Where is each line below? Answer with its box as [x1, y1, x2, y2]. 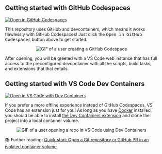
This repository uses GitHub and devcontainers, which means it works [5, 26, 146, 32]
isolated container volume [5, 143, 57, 150]
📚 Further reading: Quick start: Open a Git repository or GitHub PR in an [5, 137, 149, 142]
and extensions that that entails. [5, 66, 69, 71]
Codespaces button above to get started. [5, 36, 88, 42]
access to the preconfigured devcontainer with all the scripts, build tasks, [5, 60, 152, 66]
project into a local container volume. [5, 118, 79, 123]
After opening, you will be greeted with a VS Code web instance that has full [5, 55, 158, 61]
